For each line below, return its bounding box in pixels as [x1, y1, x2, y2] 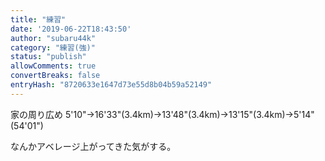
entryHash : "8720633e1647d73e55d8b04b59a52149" [10, 80, 213, 90]
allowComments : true [10, 61, 97, 71]
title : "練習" [10, 14, 67, 25]
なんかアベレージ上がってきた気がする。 [10, 140, 177, 152]
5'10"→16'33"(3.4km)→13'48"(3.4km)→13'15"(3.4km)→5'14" [64, 108, 315, 120]
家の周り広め [10, 108, 63, 120]
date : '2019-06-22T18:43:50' [10, 24, 132, 34]
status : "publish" [10, 52, 87, 62]
